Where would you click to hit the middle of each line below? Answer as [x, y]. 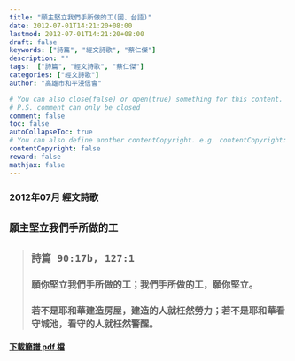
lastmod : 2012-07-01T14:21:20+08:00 [77, 34]
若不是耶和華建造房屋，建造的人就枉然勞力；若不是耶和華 [153, 311]
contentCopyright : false [55, 149]
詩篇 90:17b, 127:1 [82, 259]
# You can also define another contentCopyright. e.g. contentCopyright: [148, 141]
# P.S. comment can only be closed [75, 107]
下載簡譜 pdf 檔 [37, 347]
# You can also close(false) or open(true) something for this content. [146, 99]
